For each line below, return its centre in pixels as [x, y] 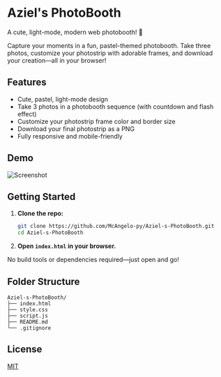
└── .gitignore [29, 328]
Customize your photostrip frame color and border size [96, 121]
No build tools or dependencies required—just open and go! [93, 260]
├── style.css [28, 309]
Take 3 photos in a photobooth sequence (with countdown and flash [115, 107]
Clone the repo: [40, 213]
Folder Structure [44, 281]
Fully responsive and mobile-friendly [70, 136]
